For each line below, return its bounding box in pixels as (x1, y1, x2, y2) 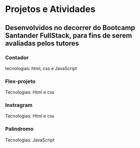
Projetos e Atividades (5, 3, 96, 15)
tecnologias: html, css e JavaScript (5, 65, 77, 71)
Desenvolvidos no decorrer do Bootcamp (5, 23, 136, 32)
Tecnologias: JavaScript (5, 136, 55, 143)
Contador (5, 54, 29, 61)
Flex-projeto (5, 77, 36, 84)
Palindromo (5, 125, 34, 132)
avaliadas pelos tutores (5, 39, 79, 47)
